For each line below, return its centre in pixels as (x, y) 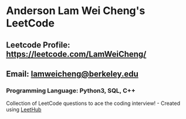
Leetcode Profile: (38, 45)
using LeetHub (24, 110)
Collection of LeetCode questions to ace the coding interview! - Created (93, 103)
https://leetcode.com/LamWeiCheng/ (76, 54)
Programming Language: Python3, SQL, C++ (71, 90)
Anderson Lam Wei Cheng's (76, 11)
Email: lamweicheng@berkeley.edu (72, 74)
